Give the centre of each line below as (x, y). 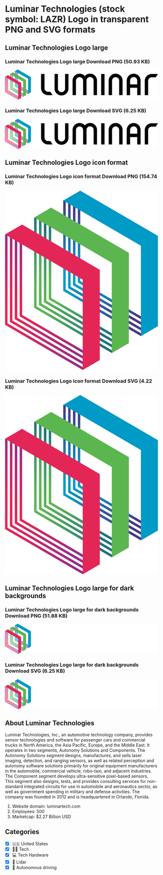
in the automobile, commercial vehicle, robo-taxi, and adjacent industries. (78, 771)
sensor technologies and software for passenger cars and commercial (75, 740)
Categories (22, 832)
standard (14, 786)
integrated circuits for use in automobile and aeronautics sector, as (91, 786)
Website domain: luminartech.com (46, 806)
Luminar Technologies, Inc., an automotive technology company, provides (79, 735)
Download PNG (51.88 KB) (36, 616)
